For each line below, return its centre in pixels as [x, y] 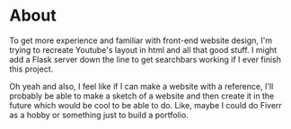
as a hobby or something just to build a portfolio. [99, 115]
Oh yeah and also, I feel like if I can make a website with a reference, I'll [141, 86]
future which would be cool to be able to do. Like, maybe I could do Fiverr [146, 105]
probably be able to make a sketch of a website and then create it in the [142, 96]
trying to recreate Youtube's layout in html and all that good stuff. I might [143, 49]
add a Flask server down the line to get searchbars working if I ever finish [145, 59]
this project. [31, 69]
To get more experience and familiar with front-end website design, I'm [141, 40]
